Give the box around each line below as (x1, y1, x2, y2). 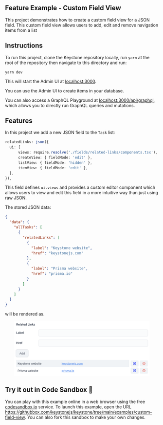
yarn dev (5, 69, 23, 75)
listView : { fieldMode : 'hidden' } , (18, 160, 92, 165)
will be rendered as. (5, 311, 45, 317)
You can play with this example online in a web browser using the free (5, 399, 145, 404)
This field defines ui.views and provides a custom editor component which (5, 184, 156, 190)
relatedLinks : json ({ (5, 139, 49, 145)
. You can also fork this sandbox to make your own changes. (24, 414, 146, 420)
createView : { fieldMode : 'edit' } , (18, 155, 92, 160)
